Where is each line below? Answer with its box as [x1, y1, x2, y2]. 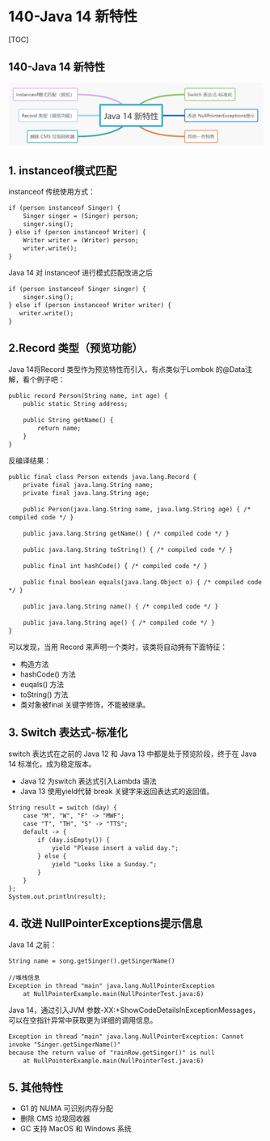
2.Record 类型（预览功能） [8, 341, 143, 355]
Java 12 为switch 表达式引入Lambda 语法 [19, 776, 158, 786]
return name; [37, 424, 82, 432]
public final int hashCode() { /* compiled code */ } [23, 562, 208, 570]
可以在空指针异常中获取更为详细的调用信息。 [8, 1015, 158, 1025]
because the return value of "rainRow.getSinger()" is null [8, 1049, 216, 1057]
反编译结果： [8, 455, 51, 465]
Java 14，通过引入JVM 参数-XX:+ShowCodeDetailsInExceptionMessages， [8, 1005, 260, 1015]
